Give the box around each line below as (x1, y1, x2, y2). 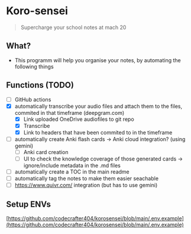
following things (14, 63, 54, 70)
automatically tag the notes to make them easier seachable (14, 175, 158, 182)
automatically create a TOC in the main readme (14, 168, 130, 175)
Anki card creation (23, 148, 69, 155)
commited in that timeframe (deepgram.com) (14, 109, 125, 116)
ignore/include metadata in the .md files (23, 162, 121, 169)
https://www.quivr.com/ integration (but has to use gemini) (14, 182, 158, 189)
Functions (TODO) (6, 80, 74, 90)
